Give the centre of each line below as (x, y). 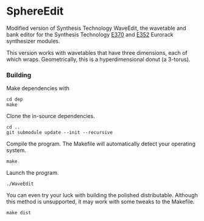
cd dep (15, 100)
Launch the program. (33, 173)
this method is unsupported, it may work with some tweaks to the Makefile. (100, 202)
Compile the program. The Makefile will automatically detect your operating (101, 144)
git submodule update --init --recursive (60, 133)
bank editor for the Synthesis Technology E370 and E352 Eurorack (90, 34)
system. (16, 150)
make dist (19, 213)
